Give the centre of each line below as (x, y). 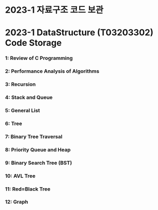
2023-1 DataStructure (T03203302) (79, 33)
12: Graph (17, 202)
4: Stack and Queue (29, 97)
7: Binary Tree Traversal (34, 136)
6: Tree (14, 123)
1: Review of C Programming (39, 58)
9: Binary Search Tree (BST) (38, 163)
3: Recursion (20, 84)
